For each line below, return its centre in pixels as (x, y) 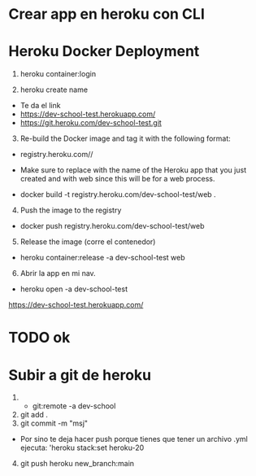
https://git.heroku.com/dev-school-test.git (91, 123)
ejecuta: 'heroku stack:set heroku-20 (82, 448)
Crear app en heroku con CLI (107, 14)
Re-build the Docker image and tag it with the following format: (126, 138)
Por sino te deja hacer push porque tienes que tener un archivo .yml (134, 439)
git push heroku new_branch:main (77, 464)
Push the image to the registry (71, 210)
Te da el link (40, 106)
